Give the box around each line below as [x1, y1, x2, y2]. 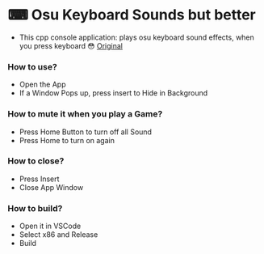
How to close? [7, 155, 65, 167]
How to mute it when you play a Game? [7, 108, 163, 120]
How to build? [7, 202, 63, 214]
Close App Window [19, 182, 84, 192]
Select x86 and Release [19, 230, 98, 239]
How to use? [7, 61, 57, 72]
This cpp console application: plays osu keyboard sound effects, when [19, 32, 255, 42]
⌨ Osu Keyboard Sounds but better [7, 6, 256, 24]
